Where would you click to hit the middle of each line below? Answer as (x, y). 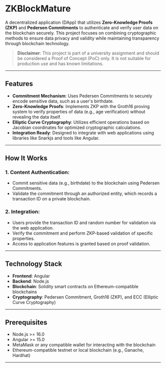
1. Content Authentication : (38, 173)
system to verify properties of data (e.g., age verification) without (79, 112)
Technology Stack (34, 264)
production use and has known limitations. (60, 63)
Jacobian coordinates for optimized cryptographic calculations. (77, 127)
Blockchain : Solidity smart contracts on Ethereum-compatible (75, 286)
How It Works (26, 158)
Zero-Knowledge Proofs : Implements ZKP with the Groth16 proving (81, 106)
